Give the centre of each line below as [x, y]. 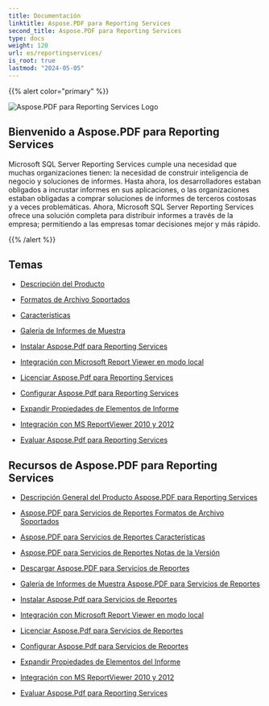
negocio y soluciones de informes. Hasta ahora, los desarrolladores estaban [135, 181]
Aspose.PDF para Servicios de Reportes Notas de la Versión [120, 553]
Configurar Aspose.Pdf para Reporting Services [99, 393]
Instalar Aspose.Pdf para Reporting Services [93, 346]
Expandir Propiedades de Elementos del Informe [100, 662]
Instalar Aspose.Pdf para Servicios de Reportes [99, 600]
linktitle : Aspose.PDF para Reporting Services [90, 23]
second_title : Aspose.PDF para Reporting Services [95, 31]
